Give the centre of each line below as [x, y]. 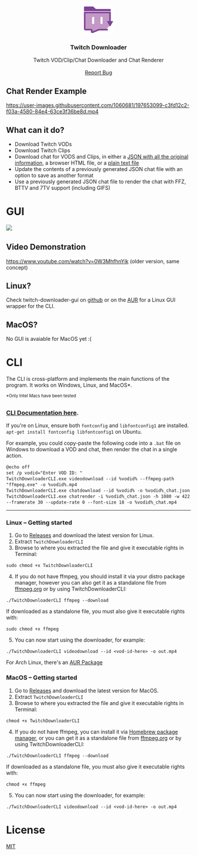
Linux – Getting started [39, 523]
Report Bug [98, 73]
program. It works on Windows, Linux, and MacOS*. [69, 385]
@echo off [18, 467]
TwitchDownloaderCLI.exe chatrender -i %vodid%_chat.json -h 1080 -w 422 [98, 497]
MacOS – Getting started [42, 678]
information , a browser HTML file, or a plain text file [77, 163]
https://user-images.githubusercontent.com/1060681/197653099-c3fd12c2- [98, 105]
